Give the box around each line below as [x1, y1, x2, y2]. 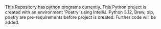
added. [5, 19, 20, 25]
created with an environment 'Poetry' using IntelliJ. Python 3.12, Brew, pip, [5, 9, 155, 15]
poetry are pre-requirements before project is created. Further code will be [5, 14, 156, 20]
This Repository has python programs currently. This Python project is [5, 4, 147, 10]
